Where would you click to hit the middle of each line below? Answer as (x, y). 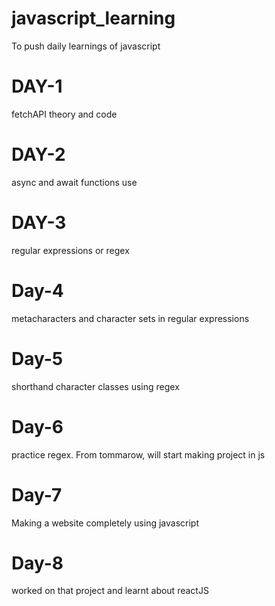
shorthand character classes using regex (95, 386)
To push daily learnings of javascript (86, 46)
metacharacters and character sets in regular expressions (130, 318)
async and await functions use (74, 182)
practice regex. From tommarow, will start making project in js (138, 454)
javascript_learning (93, 18)
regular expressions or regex (70, 250)
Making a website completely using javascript (105, 523)
